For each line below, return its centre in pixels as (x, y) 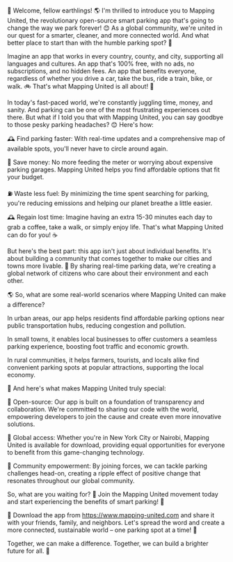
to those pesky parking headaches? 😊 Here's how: (81, 124)
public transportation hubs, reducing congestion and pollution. (97, 326)
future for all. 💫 (29, 551)
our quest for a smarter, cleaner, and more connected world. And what (108, 35)
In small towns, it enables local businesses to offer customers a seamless (112, 339)
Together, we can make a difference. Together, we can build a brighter (108, 544)
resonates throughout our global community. (71, 481)
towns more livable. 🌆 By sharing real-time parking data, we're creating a (112, 266)
